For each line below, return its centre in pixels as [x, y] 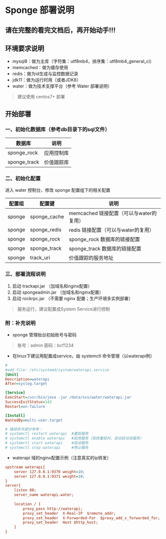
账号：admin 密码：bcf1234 [45, 345]
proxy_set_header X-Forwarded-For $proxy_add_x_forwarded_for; [92, 518]
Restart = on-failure [25, 406]
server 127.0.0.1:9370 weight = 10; [49, 472]
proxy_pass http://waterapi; [53, 509]
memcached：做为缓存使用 [40, 68]
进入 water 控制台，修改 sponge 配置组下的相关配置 [58, 190]
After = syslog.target [26, 384]
